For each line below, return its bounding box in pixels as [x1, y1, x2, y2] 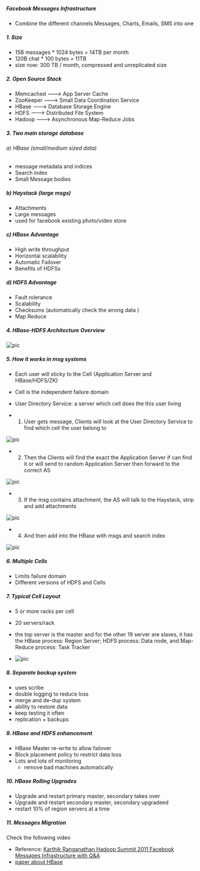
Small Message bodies [14, 175, 71, 183]
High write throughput [14, 246, 70, 253]
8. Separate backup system [6, 669, 77, 676]
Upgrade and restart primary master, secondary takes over [14, 793, 160, 800]
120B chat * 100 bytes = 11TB [14, 54, 87, 62]
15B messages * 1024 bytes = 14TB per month [14, 48, 129, 56]
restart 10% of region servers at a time [14, 805, 110, 812]
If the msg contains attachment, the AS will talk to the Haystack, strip [23, 496, 195, 503]
